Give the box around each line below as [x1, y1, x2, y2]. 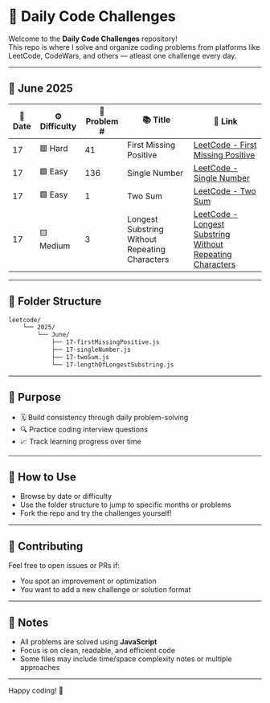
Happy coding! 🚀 [8, 685, 64, 695]
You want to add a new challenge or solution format [19, 585, 191, 595]
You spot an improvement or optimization [19, 576, 157, 586]
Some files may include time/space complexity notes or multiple [19, 654, 232, 664]
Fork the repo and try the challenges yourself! [19, 509, 172, 518]
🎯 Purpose [8, 390, 62, 404]
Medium [39, 240, 71, 251]
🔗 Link [213, 116, 239, 127]
